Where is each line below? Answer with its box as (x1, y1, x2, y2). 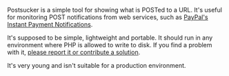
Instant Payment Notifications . (7, 21, 93, 28)
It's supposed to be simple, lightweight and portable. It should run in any (7, 34, 213, 42)
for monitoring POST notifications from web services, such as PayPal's (7, 13, 208, 21)
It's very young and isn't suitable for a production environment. (7, 62, 186, 69)
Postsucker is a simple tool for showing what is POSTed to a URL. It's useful (7, 6, 223, 14)
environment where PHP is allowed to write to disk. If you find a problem (7, 41, 212, 49)
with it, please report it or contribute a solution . (7, 48, 141, 56)
